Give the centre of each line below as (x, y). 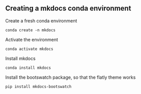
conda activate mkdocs (29, 49)
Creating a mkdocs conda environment (68, 8)
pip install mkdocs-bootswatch (38, 86)
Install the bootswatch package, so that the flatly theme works (70, 77)
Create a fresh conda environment (41, 20)
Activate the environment (32, 39)
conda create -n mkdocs (31, 30)
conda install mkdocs (28, 68)
